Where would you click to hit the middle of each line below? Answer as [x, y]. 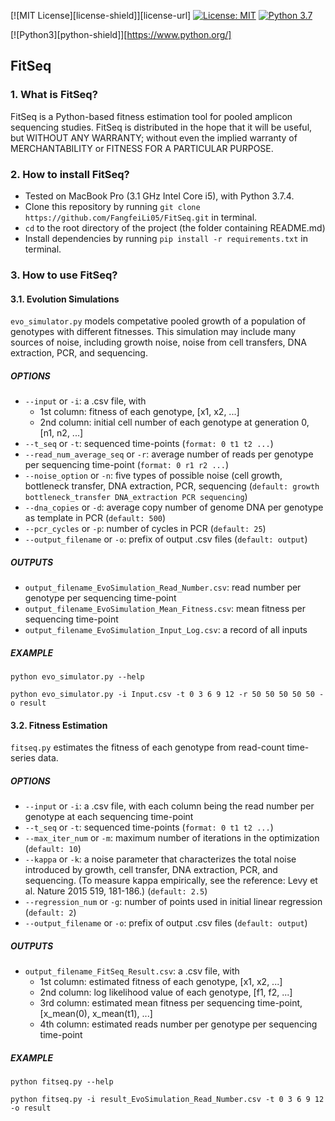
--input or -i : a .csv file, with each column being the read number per [169, 806]
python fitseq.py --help [62, 1082]
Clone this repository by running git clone [112, 206]
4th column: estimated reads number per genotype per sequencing [178, 1024]
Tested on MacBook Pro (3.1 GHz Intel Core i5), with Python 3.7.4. [159, 196]
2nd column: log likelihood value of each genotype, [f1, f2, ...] [166, 992]
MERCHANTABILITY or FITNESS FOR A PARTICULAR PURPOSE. [142, 148]
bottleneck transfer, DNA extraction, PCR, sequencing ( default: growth [172, 486]
